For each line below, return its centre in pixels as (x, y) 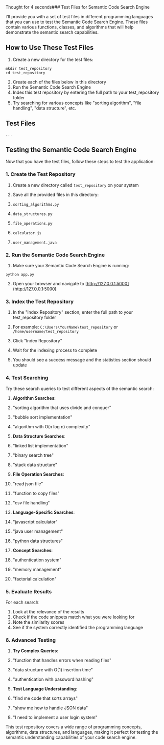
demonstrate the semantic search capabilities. (52, 32)
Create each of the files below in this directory (59, 82)
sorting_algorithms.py (36, 204)
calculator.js (27, 233)
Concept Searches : (33, 550)
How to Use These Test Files (50, 48)
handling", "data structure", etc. (44, 108)
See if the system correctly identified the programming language (78, 627)
